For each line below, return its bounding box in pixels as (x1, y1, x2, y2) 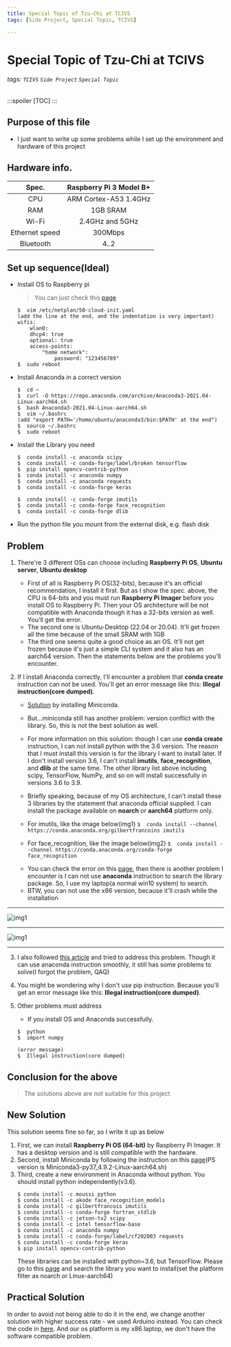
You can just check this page (34, 294, 117, 302)
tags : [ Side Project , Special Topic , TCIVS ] (7, 17, 137, 23)
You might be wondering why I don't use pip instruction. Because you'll (16, 981, 219, 989)
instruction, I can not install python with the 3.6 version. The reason (27, 742, 219, 751)
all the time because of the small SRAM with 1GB (27, 630, 165, 638)
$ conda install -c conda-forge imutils (16, 496, 137, 503)
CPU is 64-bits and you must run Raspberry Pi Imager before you (27, 594, 214, 602)
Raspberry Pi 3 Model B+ (67, 182, 151, 192)
